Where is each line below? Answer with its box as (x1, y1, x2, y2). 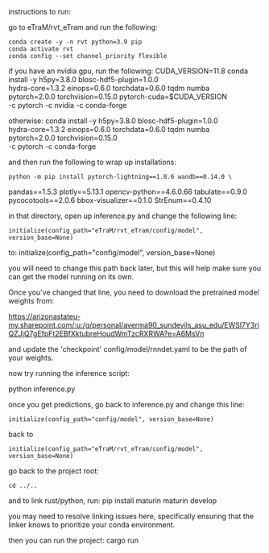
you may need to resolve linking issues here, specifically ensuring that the (8, 511, 255, 521)
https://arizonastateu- (8, 312, 81, 321)
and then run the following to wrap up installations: (8, 157, 177, 167)
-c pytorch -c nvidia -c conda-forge (8, 101, 127, 109)
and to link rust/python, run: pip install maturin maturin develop (8, 496, 217, 506)
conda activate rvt (8, 45, 74, 53)
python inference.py (8, 384, 76, 394)
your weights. (8, 353, 54, 362)
